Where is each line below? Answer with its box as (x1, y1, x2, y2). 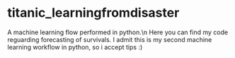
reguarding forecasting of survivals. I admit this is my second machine (7, 35, 212, 43)
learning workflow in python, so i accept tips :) (7, 43, 143, 51)
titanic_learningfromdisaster (7, 5, 180, 21)
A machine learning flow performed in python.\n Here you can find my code (7, 28, 229, 36)
